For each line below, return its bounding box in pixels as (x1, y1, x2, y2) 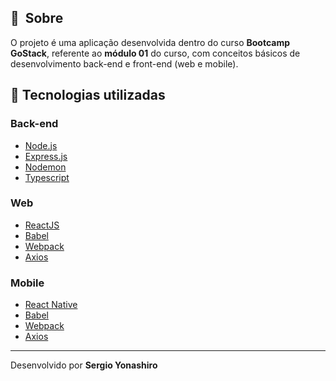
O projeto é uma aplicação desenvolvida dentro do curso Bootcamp (10, 36, 291, 48)
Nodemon (24, 161, 67, 173)
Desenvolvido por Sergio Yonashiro (10, 359, 158, 371)
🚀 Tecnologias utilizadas (10, 87, 166, 104)
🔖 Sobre (10, 10, 64, 27)
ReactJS (24, 219, 60, 231)
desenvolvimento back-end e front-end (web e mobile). (10, 57, 239, 70)
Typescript (24, 171, 70, 183)
